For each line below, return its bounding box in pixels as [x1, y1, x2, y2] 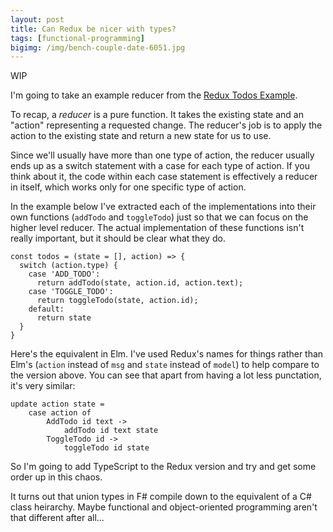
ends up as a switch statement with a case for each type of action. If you [10, 160, 310, 172]
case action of [28, 408, 92, 418]
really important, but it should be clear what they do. [10, 232, 226, 245]
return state [36, 313, 92, 323]
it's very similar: [10, 380, 76, 392]
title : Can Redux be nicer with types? [10, 24, 177, 34]
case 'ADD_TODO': [28, 269, 101, 280]
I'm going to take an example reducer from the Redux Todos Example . [10, 89, 298, 101]
